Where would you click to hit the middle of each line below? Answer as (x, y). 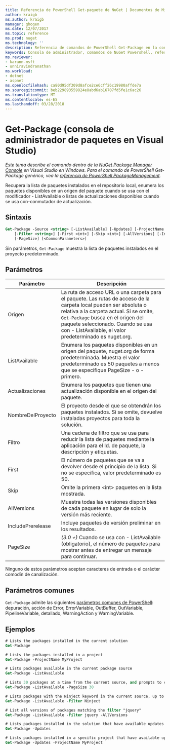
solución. (72, 425)
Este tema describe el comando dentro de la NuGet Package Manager (79, 165)
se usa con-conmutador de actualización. (49, 202)
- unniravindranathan (28, 66)
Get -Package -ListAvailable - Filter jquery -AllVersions (67, 715)
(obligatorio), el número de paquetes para (111, 544)
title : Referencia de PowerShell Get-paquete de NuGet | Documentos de (82, 10)
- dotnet (14, 76)
